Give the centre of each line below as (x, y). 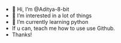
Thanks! (22, 35)
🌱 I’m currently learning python (50, 22)
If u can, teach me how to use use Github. (63, 28)
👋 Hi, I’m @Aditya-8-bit (40, 9)
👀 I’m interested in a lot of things (52, 16)
